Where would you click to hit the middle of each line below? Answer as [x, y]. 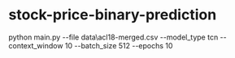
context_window [36, 45]
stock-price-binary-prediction [113, 15]
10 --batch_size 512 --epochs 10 [119, 45]
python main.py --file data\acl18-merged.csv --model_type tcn [113, 37]
